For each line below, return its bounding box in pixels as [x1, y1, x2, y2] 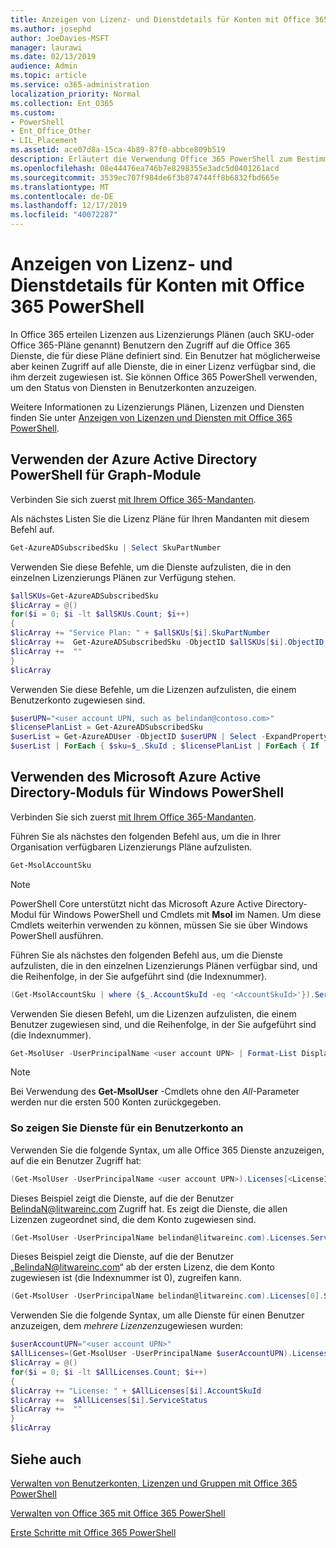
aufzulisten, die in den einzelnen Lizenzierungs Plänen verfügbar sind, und [10, 959, 318, 971]
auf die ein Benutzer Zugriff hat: [10, 1154, 142, 1166]
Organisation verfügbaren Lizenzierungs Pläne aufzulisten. [10, 841, 253, 853]
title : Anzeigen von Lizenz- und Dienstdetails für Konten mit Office [10, 14, 311, 25]
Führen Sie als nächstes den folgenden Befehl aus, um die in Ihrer [10, 830, 282, 842]
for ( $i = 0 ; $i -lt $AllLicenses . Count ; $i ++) [10, 1367, 208, 1377]
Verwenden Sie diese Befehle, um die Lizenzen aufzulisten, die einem [10, 683, 297, 695]
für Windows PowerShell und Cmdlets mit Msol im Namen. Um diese [38, 908, 322, 920]
